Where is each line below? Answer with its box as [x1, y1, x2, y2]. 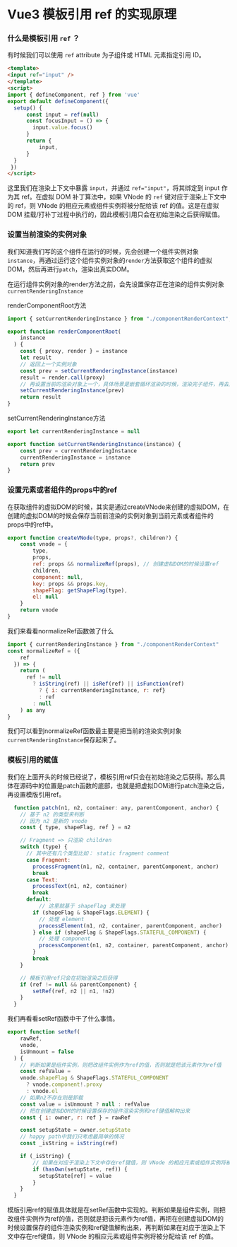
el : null [32, 593, 59, 601]
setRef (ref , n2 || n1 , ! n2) [32, 988, 115, 995]
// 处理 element [38, 915, 85, 923]
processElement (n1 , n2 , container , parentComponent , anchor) [38, 922, 222, 930]
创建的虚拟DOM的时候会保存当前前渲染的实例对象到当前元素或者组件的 [7, 511, 214, 520]
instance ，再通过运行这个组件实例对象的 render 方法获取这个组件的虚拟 [7, 256, 213, 264]
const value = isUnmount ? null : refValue [20, 1101, 150, 1108]
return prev [20, 460, 55, 467]
